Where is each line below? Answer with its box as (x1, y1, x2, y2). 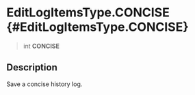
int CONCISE (23, 42, 60, 50)
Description (6, 62, 57, 73)
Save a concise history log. (6, 80, 83, 88)
